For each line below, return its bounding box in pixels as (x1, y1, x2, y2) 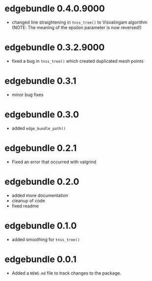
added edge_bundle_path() (11, 125, 66, 131)
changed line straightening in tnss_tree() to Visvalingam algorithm (11, 19, 148, 25)
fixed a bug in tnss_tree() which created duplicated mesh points (11, 58, 144, 64)
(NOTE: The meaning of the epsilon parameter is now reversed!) (11, 24, 142, 30)
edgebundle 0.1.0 (4, 220, 77, 231)
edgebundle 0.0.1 (4, 253, 77, 265)
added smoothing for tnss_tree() (11, 236, 80, 242)
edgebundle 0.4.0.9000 (4, 3, 105, 14)
